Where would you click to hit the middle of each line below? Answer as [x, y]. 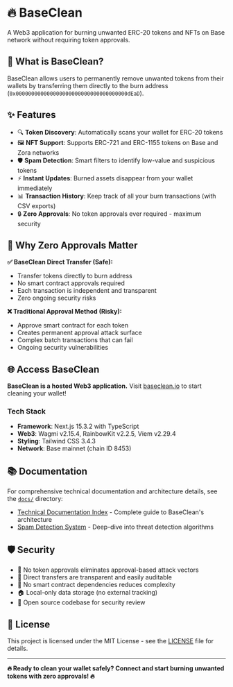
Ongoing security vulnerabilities [63, 348]
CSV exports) [36, 205]
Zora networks [38, 152]
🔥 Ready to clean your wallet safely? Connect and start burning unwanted [116, 668]
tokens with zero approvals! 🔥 [51, 676]
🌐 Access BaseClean [53, 369]
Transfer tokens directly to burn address [75, 276]
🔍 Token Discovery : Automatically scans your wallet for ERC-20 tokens [120, 132]
